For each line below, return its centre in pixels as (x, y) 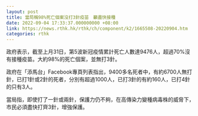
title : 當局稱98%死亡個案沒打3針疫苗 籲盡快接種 (61, 17)
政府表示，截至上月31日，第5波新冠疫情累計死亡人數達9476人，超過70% (96, 52)
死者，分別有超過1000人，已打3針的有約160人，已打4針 (122, 80)
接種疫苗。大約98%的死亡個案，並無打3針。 (66, 59)
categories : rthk (28, 34)
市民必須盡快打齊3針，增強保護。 (47, 107)
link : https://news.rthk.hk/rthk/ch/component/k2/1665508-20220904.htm (97, 28)
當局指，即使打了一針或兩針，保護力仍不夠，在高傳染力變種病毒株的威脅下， (100, 100)
